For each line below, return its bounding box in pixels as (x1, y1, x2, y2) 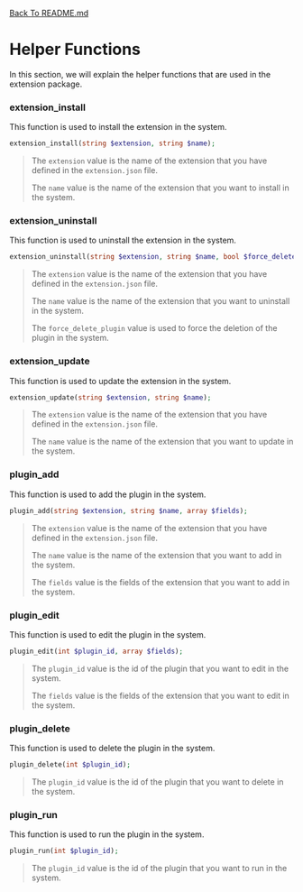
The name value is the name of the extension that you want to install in (31, 182, 290, 193)
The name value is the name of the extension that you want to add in (31, 549, 282, 560)
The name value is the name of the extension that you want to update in (31, 437, 294, 447)
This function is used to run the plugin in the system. (9, 829, 205, 840)
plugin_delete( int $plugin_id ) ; (9, 760, 131, 769)
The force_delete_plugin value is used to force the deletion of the (31, 323, 278, 334)
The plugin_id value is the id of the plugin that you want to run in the (31, 863, 288, 874)
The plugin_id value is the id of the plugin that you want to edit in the (31, 663, 289, 674)
